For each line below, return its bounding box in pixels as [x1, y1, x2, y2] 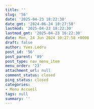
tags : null [5, 91, 28, 96]
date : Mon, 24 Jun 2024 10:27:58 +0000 [5, 36, 89, 41]
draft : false [5, 40, 33, 45]
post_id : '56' [5, 49, 35, 54]
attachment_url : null [5, 68, 51, 73]
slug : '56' [5, 12, 28, 17]
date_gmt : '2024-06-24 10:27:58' [5, 21, 76, 27]
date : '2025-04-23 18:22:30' [5, 17, 67, 22]
